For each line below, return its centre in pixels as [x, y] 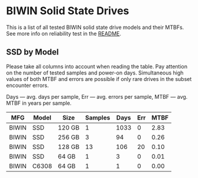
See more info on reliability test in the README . [64, 33]
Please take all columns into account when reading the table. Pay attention [97, 66]
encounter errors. [27, 85]
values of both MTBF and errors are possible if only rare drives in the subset [99, 79]
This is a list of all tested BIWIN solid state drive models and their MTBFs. [95, 27]
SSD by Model [33, 52]
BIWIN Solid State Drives [68, 11]
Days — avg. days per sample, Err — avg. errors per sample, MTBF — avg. [97, 96]
